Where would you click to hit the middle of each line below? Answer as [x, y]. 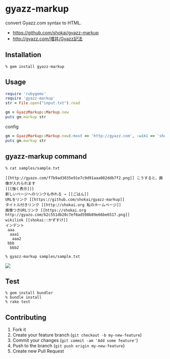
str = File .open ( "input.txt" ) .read [43, 103]
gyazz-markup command [46, 157]
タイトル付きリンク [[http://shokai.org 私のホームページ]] [63, 205]
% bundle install [24, 297]
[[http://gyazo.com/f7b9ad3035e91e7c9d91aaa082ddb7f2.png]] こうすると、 [82, 178]
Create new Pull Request [38, 351]
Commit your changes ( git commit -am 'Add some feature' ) [75, 340]
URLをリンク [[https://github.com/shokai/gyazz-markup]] [65, 200]
